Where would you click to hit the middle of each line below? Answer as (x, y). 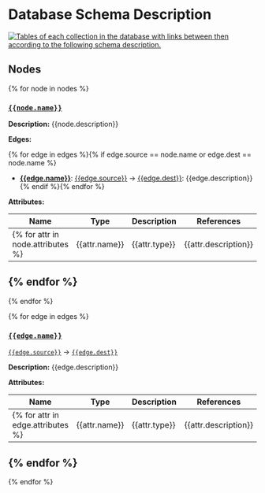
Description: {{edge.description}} (63, 367)
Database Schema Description (110, 15)
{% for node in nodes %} (49, 88)
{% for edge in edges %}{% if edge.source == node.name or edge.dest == (130, 154)
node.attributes (41, 244)
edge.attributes (41, 425)
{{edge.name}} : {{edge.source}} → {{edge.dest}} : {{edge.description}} (136, 178)
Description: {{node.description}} (63, 124)
